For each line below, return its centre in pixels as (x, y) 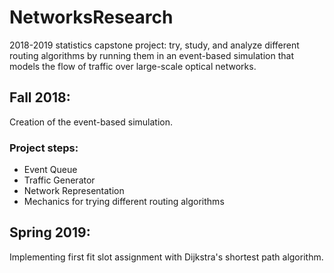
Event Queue (50, 170)
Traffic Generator (59, 180)
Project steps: (44, 148)
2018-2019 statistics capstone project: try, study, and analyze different (154, 45)
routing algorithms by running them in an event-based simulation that (151, 55)
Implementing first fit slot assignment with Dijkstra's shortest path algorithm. (166, 257)
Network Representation (74, 191)
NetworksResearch (91, 17)
